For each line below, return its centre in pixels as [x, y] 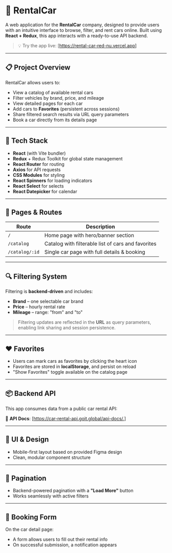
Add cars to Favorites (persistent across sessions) [66, 109]
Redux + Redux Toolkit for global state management [68, 158]
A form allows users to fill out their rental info [60, 540]
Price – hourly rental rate [39, 307]
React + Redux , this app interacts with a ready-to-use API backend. [77, 35]
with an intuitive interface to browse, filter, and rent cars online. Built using [84, 30]
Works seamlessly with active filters [50, 496]
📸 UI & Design [27, 440]
